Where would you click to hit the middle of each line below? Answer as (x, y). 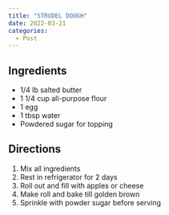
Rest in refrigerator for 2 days (68, 176)
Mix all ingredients (50, 168)
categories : (28, 30)
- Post (26, 38)
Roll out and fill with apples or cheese (82, 185)
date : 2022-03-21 (37, 23)
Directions (35, 149)
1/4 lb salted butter (51, 90)
